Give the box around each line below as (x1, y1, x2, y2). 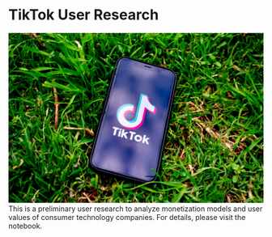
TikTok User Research (8, 6, 159, 24)
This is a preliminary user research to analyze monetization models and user (8, 204, 263, 214)
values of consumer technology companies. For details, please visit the (8, 212, 246, 222)
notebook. (8, 221, 43, 231)
